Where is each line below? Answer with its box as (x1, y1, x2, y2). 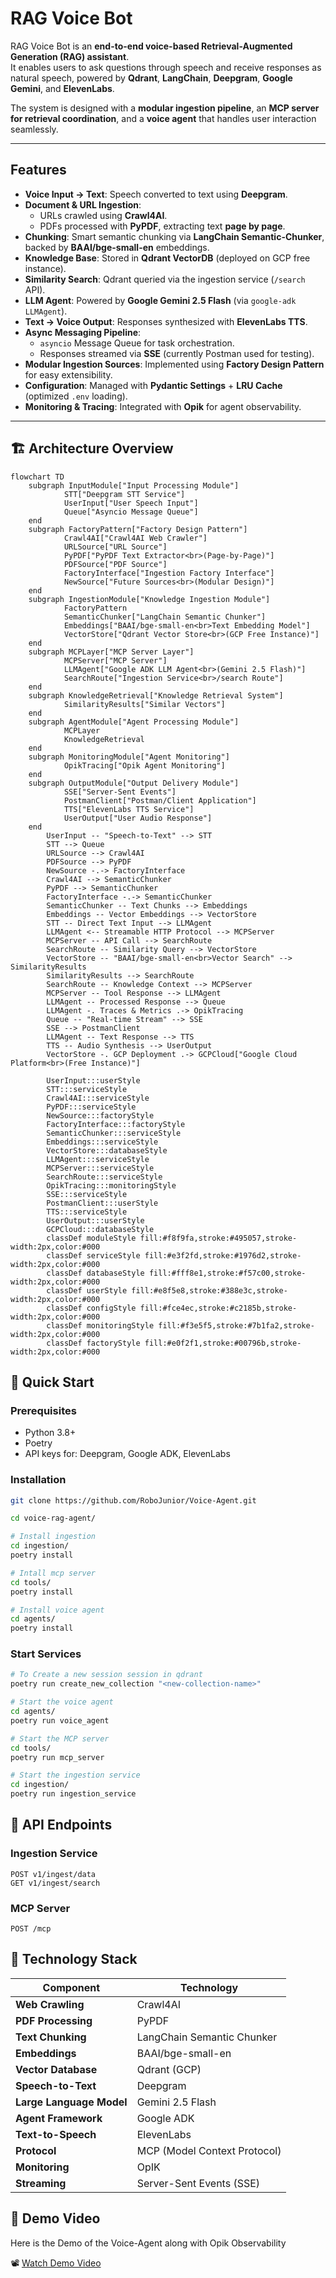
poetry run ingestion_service (10, 1789, 137, 1799)
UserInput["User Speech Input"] (63, 498, 199, 508)
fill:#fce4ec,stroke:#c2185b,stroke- (139, 1303, 298, 1313)
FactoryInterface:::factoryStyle (46, 1119, 186, 1129)
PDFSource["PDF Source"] (63, 559, 168, 569)
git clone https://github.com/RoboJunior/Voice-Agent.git (10, 1495, 257, 1506)
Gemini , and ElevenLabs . (10, 82, 115, 94)
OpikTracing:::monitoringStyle (46, 1180, 177, 1191)
